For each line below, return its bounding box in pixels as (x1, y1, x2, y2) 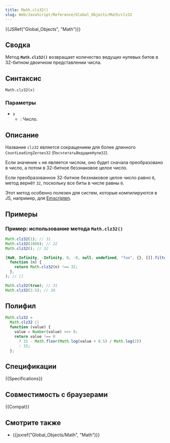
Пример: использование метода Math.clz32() (5, 225, 123, 232)
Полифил (5, 302, 36, 310)
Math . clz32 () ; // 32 (5, 246, 49, 251)
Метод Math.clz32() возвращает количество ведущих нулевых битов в (5, 54, 158, 60)
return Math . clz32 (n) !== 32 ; (14, 264, 78, 270)
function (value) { (10, 325, 51, 330)
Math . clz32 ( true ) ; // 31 (5, 283, 58, 288)
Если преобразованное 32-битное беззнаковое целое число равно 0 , (5, 175, 156, 181)
